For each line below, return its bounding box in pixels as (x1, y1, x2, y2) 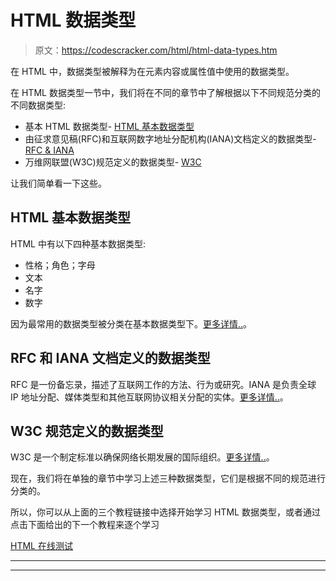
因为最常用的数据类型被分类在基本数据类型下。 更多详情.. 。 (10, 317, 253, 330)
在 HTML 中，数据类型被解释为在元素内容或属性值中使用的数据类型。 (10, 65, 295, 77)
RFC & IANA (24, 144, 75, 156)
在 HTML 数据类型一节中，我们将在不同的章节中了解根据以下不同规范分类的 (10, 86, 321, 98)
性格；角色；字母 (24, 259, 96, 271)
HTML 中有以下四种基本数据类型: (10, 237, 146, 250)
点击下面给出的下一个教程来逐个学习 (10, 519, 160, 531)
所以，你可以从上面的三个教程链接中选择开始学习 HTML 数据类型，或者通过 (10, 506, 321, 518)
